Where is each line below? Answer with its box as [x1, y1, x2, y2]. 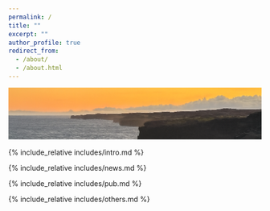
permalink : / [8, 13, 52, 21]
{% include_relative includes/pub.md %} [8, 178, 142, 188]
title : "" [8, 21, 42, 30]
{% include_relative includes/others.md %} [8, 194, 150, 204]
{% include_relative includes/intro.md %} [8, 147, 145, 157]
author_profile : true [8, 39, 81, 47]
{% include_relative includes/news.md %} [8, 163, 147, 172]
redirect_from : [8, 47, 59, 56]
